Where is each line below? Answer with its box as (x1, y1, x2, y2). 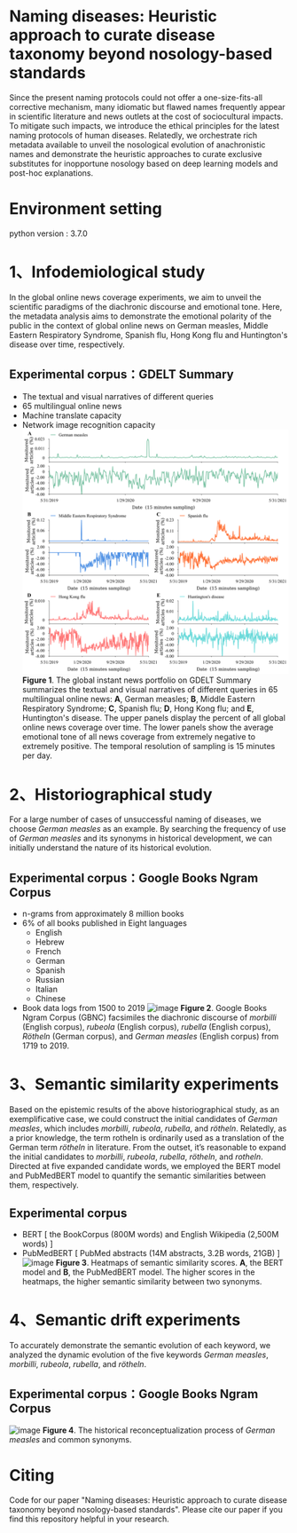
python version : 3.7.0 (9, 228, 89, 239)
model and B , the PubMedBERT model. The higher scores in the (21, 1267, 255, 1277)
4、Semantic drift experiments (9, 1310, 241, 1331)
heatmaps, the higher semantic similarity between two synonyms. (21, 1276, 262, 1286)
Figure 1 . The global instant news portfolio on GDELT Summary (21, 675, 252, 685)
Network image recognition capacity (21, 419, 156, 430)
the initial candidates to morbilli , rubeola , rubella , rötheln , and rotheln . (9, 1151, 263, 1162)
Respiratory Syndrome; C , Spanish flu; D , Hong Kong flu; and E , (21, 703, 254, 714)
